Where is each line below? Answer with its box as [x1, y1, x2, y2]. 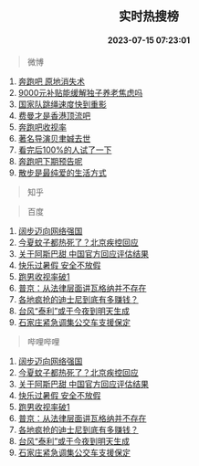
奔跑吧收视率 [17, 122, 67, 132]
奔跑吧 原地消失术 [17, 76, 85, 87]
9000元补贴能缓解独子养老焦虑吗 [17, 87, 143, 98]
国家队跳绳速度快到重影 [17, 99, 107, 110]
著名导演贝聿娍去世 [17, 132, 91, 143]
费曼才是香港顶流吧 [17, 110, 91, 121]
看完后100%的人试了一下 [17, 144, 112, 155]
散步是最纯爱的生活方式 [17, 167, 107, 178]
